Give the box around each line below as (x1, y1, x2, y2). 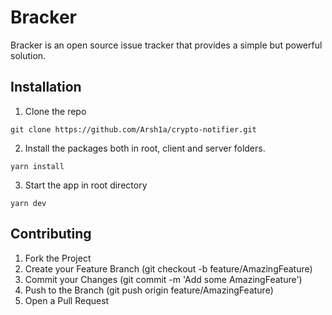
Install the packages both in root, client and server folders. (24, 142, 266, 154)
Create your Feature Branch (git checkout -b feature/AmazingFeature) (24, 262, 313, 275)
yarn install (10, 161, 65, 171)
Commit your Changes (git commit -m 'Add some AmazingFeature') (24, 273, 303, 285)
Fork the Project (24, 252, 92, 264)
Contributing (10, 226, 92, 243)
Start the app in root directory (24, 179, 148, 191)
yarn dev (10, 198, 47, 208)
